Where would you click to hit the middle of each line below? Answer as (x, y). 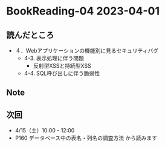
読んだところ (30, 35)
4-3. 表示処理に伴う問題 (54, 58)
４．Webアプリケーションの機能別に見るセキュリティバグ (87, 51)
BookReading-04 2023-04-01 (83, 11)
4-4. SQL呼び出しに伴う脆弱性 (62, 73)
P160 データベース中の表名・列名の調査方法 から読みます (86, 138)
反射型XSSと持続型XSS (62, 66)
